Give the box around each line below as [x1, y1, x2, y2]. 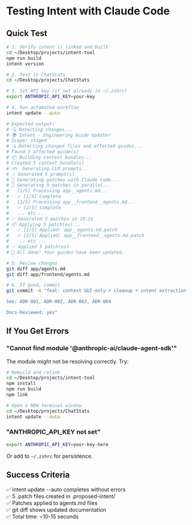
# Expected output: [6, 121, 55, 127]
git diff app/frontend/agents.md [6, 272, 90, 278]
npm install [6, 380, 36, 387]
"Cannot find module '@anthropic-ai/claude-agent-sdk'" [6, 344, 177, 353]
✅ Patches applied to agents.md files [6, 499, 98, 506]
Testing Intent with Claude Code [6, 4, 170, 18]
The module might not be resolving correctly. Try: [6, 357, 129, 365]
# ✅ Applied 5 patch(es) [6, 244, 70, 250]
